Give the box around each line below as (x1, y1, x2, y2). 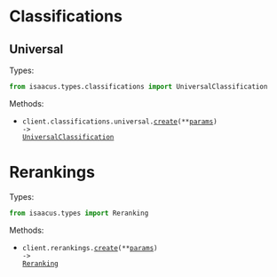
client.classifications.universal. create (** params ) (21, 117, 218, 126)
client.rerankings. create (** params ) (21, 243, 158, 252)
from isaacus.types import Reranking (9, 209, 149, 218)
